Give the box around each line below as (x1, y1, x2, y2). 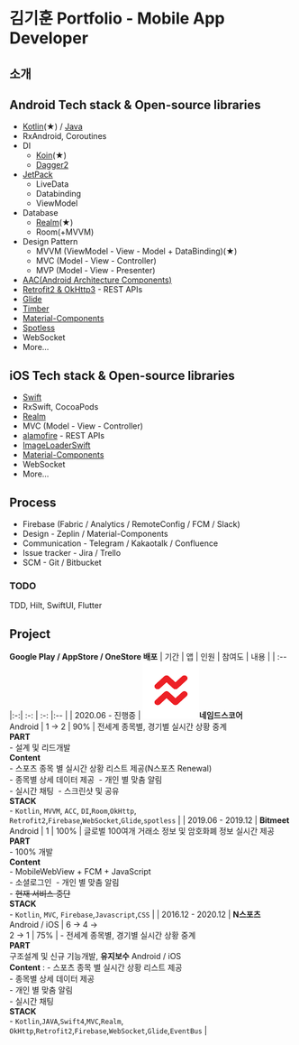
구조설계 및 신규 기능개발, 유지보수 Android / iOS (9, 951, 182, 962)
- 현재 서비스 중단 (9, 888, 71, 899)
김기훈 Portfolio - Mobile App (9, 8, 225, 29)
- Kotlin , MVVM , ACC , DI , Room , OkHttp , (9, 805, 137, 817)
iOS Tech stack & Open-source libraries (9, 367, 236, 384)
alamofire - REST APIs (22, 430, 105, 441)
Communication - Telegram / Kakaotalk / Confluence (22, 538, 219, 549)
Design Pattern (22, 236, 78, 247)
